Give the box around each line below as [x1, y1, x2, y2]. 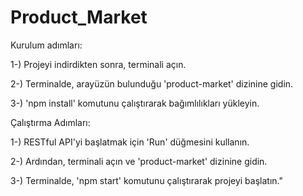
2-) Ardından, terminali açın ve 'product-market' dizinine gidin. [10, 155, 268, 167]
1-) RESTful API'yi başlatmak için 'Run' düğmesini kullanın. [10, 136, 250, 148]
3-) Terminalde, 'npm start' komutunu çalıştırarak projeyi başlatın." [10, 174, 283, 186]
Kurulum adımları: [10, 39, 83, 51]
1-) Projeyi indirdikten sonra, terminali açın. [10, 58, 187, 70]
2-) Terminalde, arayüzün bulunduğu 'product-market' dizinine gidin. [10, 77, 294, 90]
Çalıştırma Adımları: [10, 116, 91, 128]
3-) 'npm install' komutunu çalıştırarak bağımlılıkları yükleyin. [10, 97, 260, 109]
